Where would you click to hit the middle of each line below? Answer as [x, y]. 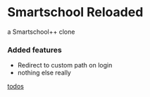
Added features [35, 50]
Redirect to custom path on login [65, 65]
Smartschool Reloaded [75, 12]
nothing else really [44, 73]
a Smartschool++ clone [41, 32]
